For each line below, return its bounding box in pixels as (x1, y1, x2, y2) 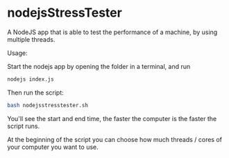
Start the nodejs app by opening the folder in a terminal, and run (7, 62, 191, 70)
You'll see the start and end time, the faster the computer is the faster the (7, 114, 217, 123)
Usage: (7, 49, 28, 57)
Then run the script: (7, 88, 64, 97)
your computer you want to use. (7, 143, 99, 151)
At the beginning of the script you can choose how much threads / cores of (7, 135, 223, 143)
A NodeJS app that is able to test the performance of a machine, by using (7, 28, 218, 36)
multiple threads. (7, 35, 56, 43)
